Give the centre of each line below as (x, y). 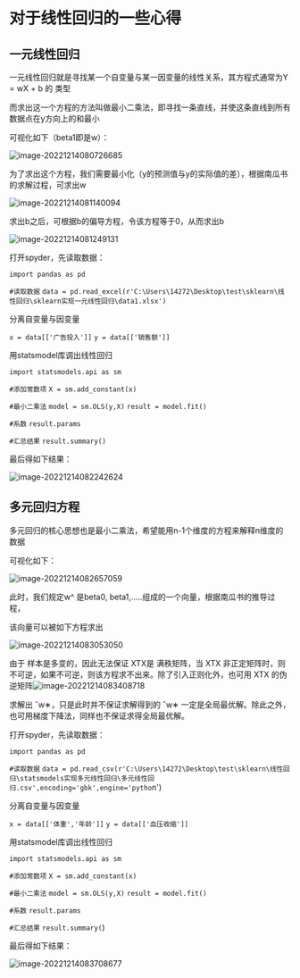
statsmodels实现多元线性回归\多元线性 (84, 778)
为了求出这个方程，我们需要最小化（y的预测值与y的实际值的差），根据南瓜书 (149, 174)
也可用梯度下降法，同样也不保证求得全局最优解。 (99, 715)
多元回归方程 (45, 507)
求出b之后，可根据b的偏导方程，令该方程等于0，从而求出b (117, 221)
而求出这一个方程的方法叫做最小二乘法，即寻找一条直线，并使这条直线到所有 (150, 107)
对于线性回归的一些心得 (96, 18)
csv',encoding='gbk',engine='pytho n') (91, 787)
